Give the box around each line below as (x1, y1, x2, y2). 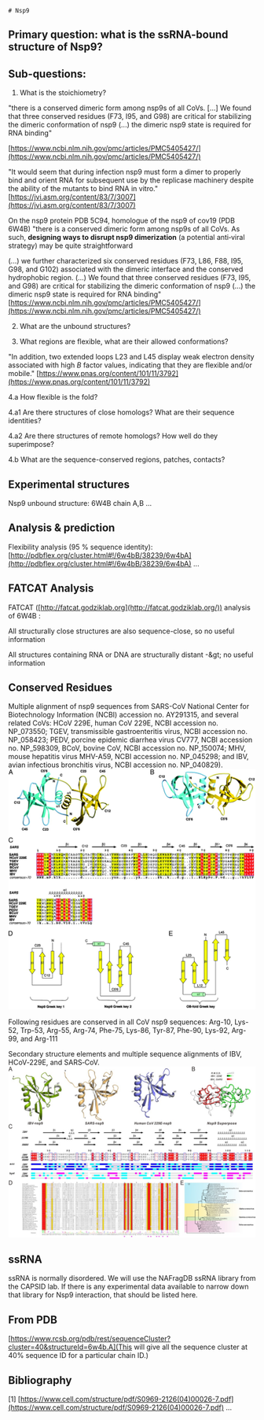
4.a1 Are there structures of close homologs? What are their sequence (8, 408, 235, 417)
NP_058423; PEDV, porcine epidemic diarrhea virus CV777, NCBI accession (8, 735, 253, 745)
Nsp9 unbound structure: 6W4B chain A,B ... (8, 499, 152, 508)
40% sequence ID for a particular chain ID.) (8, 1351, 149, 1360)
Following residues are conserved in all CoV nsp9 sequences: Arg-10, (8, 1017, 233, 1027)
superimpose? (8, 440, 55, 449)
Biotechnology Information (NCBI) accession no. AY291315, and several (8, 710, 239, 720)
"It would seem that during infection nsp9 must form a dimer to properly (8, 168, 241, 177)
